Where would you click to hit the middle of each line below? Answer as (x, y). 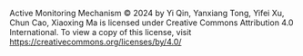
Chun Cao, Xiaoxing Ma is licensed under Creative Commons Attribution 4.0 (151, 23)
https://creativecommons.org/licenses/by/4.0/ (96, 42)
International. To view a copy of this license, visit (101, 32)
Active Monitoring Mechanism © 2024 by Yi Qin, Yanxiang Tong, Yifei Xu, (147, 13)
